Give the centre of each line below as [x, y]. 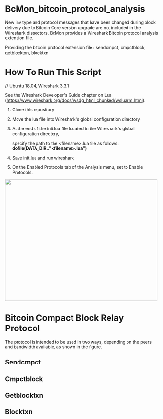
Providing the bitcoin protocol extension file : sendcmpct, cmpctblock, [75, 47]
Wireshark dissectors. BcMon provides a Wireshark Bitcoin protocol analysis [81, 33]
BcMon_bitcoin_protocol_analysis [75, 9]
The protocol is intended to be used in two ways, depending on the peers [79, 342]
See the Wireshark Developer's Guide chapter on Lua [58, 95]
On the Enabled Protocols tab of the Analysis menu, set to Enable [77, 167]
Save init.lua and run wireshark [43, 158]
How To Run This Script [53, 72]
